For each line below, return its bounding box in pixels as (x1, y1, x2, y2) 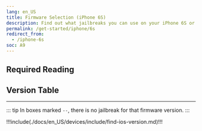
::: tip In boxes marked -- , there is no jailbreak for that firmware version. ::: (6, 106, 190, 114)
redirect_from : (6, 31, 44, 37)
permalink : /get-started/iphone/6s (6, 25, 96, 32)
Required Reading (6, 64, 75, 75)
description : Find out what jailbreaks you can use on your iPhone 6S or (6, 20, 195, 26)
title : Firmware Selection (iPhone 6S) (6, 14, 106, 20)
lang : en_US (6, 8, 36, 15)
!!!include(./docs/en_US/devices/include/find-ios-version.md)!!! (6, 118, 163, 126)
